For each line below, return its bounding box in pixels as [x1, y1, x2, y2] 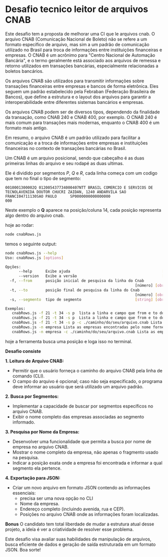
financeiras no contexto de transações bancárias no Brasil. [5, 145, 126, 151]
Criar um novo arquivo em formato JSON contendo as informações [12, 484, 150, 490]
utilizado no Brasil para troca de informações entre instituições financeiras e [5, 47, 162, 53]
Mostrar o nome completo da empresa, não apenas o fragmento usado [12, 449, 158, 455]
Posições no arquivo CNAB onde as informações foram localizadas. [19, 511, 159, 517]
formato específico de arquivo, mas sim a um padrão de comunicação [5, 41, 149, 47]
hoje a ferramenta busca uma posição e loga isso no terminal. [5, 338, 132, 344]
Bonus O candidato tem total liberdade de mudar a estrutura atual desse [5, 521, 154, 527]
